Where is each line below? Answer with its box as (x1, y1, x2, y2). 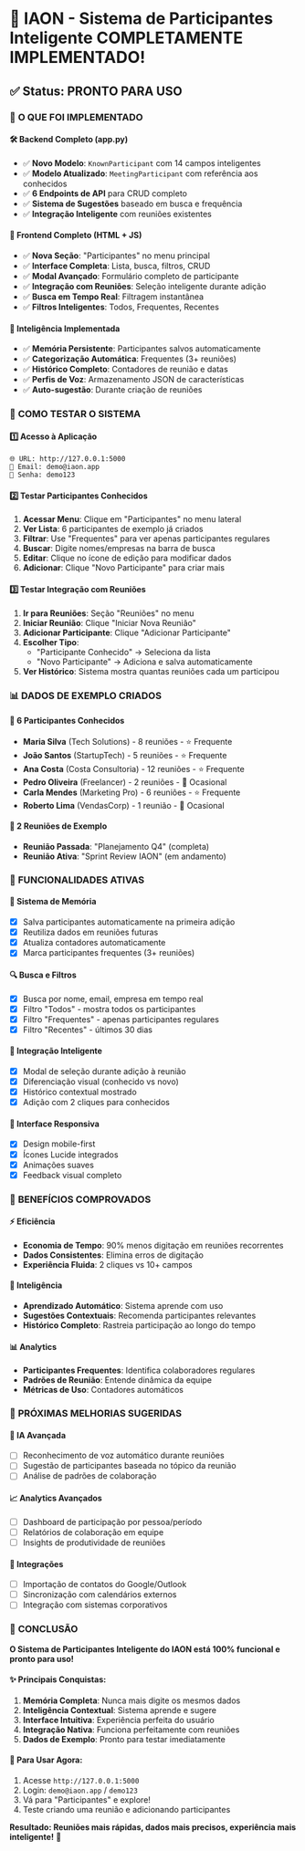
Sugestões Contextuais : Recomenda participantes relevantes (22, 1310, 257, 1322)
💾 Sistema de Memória (9, 896, 97, 907)
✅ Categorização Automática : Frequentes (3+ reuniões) (22, 353, 237, 364)
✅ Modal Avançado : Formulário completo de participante (22, 270, 239, 281)
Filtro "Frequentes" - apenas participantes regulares (22, 1013, 219, 1025)
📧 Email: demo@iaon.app (9, 463, 100, 472)
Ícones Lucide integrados (22, 1149, 119, 1160)
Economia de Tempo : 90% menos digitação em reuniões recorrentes (22, 1239, 285, 1250)
